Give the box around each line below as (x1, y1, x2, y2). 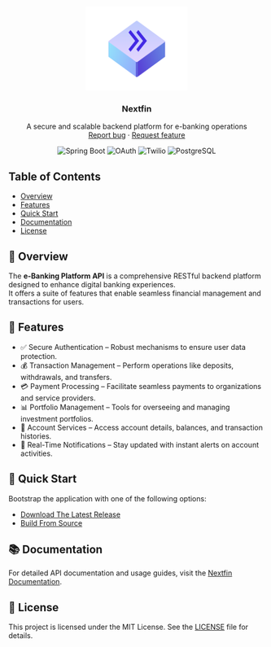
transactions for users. (8, 296, 85, 307)
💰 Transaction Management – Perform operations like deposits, (20, 361, 234, 370)
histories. (20, 431, 52, 441)
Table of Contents (8, 169, 102, 183)
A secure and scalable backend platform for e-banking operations (26, 121, 247, 132)
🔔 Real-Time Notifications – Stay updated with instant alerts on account (20, 439, 260, 449)
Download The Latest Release (20, 509, 120, 519)
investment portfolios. (20, 413, 94, 423)
